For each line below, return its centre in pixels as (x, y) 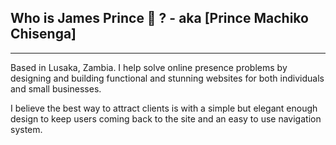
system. (26, 129)
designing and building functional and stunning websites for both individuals (167, 78)
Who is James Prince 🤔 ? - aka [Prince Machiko (159, 18)
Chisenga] (43, 34)
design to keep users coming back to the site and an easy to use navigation (166, 118)
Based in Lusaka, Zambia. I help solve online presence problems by (149, 67)
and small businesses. (56, 88)
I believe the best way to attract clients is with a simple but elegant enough (164, 108)
